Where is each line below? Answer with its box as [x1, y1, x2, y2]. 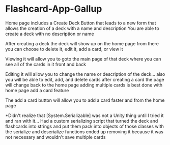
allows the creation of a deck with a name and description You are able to [5, 25, 159, 31]
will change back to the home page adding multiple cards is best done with [5, 82, 163, 88]
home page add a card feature [5, 87, 69, 93]
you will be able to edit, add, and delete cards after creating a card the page [5, 76, 164, 82]
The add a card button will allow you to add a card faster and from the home [5, 97, 165, 103]
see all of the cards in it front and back [5, 61, 87, 67]
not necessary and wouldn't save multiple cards [5, 134, 106, 140]
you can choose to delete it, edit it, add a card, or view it [5, 46, 123, 52]
